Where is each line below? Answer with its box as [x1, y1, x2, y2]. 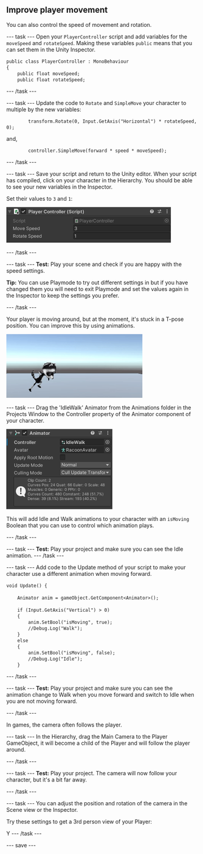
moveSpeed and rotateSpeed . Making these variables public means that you [6, 39, 193, 46]
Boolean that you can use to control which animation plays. [6, 522, 154, 529]
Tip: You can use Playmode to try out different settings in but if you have [6, 279, 188, 286]
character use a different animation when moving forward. [6, 570, 152, 577]
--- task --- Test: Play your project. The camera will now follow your [6, 769, 177, 777]
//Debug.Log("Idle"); [28, 656, 83, 662]
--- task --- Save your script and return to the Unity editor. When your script [6, 170, 197, 178]
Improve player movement [6, 5, 108, 15]
